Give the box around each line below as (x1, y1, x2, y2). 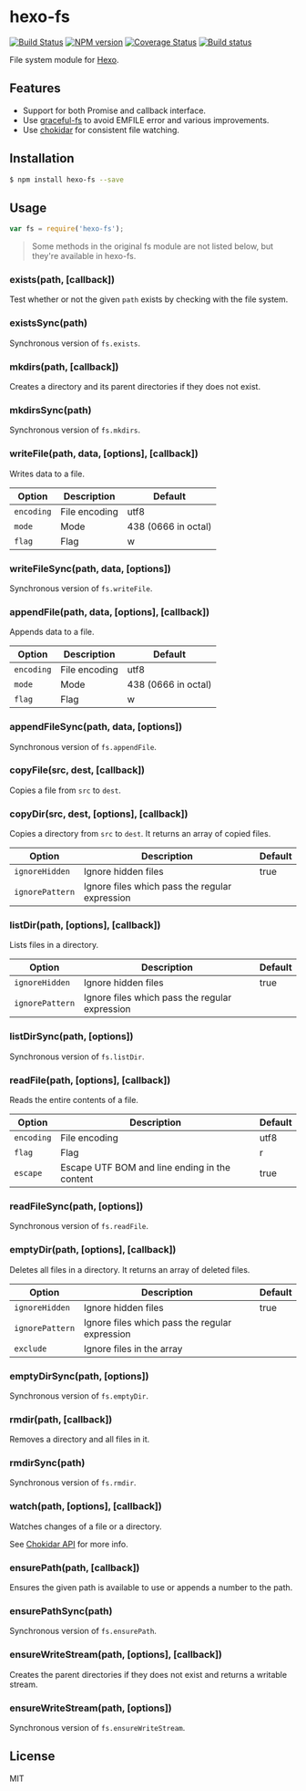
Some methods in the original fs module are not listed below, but (31, 241, 274, 252)
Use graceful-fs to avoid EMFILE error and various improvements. (22, 114, 270, 125)
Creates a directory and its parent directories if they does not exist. (9, 381, 261, 392)
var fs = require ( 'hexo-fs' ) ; (9, 224, 125, 234)
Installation (9, 151, 75, 166)
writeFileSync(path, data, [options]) (9, 562, 171, 575)
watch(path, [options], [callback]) (9, 1500, 162, 1513)
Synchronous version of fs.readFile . (9, 1221, 148, 1232)
